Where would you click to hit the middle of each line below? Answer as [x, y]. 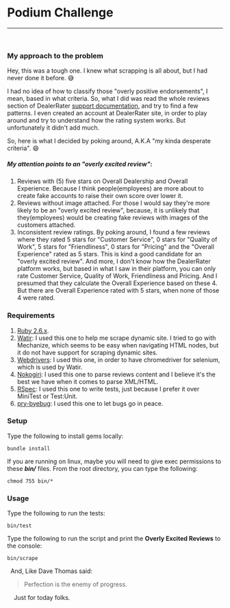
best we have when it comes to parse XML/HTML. [88, 381]
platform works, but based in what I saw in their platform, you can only [116, 269]
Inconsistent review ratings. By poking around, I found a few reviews [113, 232]
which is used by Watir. [50, 367]
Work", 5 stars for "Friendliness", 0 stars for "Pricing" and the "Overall [115, 247]
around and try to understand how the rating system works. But [97, 121]
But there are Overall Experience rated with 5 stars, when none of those [118, 291]
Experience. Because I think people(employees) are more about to [110, 189]
